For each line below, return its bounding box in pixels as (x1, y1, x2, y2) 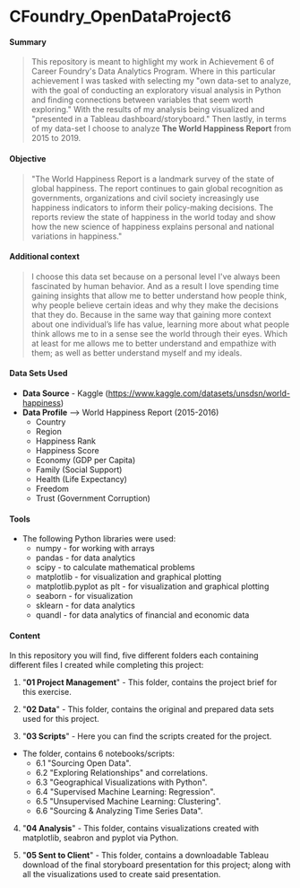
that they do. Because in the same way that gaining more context (30, 309, 271, 320)
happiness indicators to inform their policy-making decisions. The (30, 202, 274, 213)
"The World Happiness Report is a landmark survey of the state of (30, 173, 275, 184)
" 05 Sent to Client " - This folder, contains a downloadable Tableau (21, 850, 269, 861)
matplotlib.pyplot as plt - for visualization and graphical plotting (35, 581, 270, 592)
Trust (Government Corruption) (35, 493, 150, 504)
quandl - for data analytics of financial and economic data (35, 610, 250, 620)
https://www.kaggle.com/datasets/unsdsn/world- (107, 388, 291, 399)
